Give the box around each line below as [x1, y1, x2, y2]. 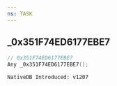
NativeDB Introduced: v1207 [7, 74, 89, 81]
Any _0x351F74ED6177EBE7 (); [7, 61, 89, 69]
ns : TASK [7, 10, 33, 17]
